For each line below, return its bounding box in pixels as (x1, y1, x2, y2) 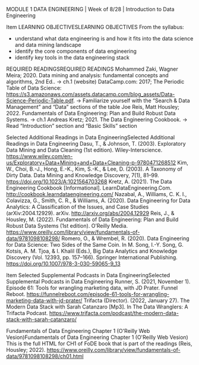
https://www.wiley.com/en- (6, 153, 73, 160)
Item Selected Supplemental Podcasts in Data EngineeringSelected (6, 272, 170, 279)
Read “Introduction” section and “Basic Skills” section (6, 122, 138, 129)
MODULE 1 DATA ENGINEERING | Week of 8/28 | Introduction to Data (6, 6, 175, 12)
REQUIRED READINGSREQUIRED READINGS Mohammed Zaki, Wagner (6, 65, 178, 73)
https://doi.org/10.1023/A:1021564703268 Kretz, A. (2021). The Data (6, 178, 172, 185)
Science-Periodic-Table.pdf (6, 97, 74, 104)
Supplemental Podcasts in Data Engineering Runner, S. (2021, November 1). (6, 278, 191, 285)
